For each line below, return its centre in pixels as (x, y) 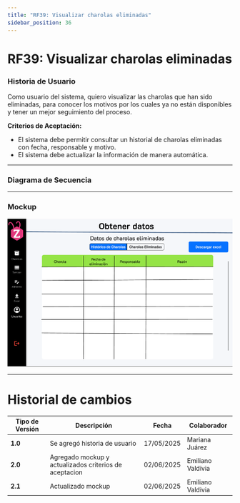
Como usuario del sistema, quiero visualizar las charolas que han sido (110, 96)
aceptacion (66, 472)
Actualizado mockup (80, 486)
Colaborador (208, 425)
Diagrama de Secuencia (50, 180)
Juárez (197, 447)
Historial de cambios (70, 400)
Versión (27, 429)
